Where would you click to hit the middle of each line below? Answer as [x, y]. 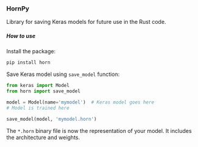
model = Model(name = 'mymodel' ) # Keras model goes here [80, 102]
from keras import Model [38, 86]
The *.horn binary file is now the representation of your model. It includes [99, 130]
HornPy [18, 9]
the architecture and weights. [43, 137]
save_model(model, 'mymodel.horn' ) [52, 119]
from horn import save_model [43, 91]
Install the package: [31, 51]
